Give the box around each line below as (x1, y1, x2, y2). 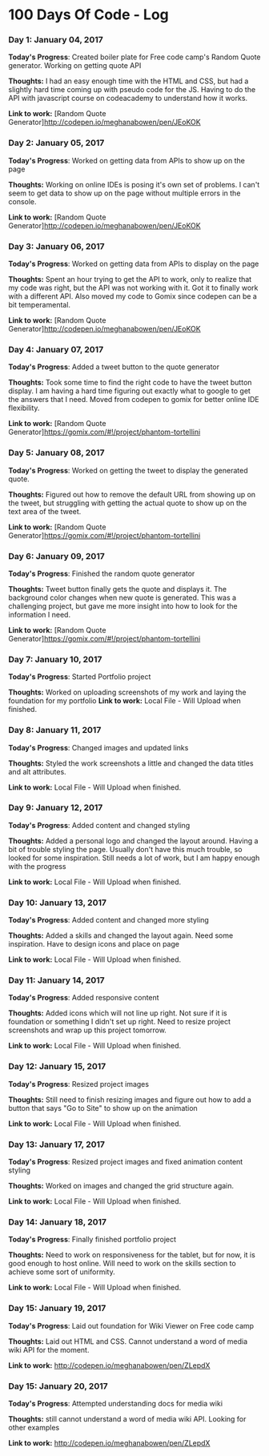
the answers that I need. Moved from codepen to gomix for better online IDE (8, 395, 260, 404)
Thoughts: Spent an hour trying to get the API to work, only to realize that (8, 275, 252, 284)
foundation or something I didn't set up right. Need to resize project (8, 1017, 231, 1027)
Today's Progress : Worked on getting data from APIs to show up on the (8, 155, 246, 165)
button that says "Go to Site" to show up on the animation (8, 1103, 198, 1112)
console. (8, 196, 38, 206)
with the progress (8, 861, 66, 871)
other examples (8, 1422, 60, 1432)
